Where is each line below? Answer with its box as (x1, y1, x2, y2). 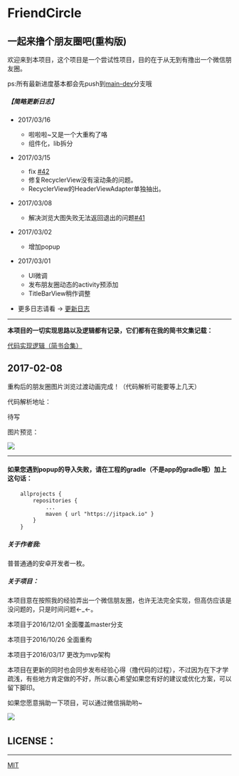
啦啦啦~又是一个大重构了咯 (28, 130, 108, 138)
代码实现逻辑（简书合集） (7, 341, 83, 350)
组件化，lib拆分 (28, 139, 73, 148)
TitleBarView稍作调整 (28, 289, 91, 297)
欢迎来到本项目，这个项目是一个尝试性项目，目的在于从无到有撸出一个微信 (7, 56, 225, 63)
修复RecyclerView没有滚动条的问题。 (28, 175, 137, 184)
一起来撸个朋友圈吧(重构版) (7, 35, 127, 47)
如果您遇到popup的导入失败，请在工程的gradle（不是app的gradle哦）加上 (7, 465, 227, 474)
